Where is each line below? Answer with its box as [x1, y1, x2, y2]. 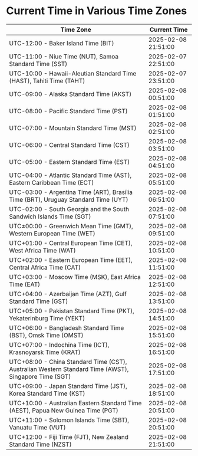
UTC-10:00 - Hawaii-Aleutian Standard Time [9, 69, 137, 77]
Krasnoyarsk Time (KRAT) [9, 348, 81, 356]
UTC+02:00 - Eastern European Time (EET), [9, 255, 133, 264]
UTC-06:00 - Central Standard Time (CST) [9, 140, 130, 149]
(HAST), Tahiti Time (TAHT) [9, 77, 85, 85]
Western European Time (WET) [9, 229, 95, 237]
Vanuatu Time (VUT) [9, 423, 66, 431]
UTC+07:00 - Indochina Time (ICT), [9, 340, 110, 349]
